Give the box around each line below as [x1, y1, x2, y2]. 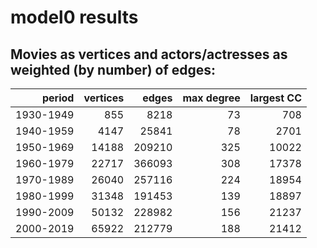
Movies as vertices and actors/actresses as [10, 46, 288, 63]
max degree [182, 91, 241, 105]
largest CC [249, 91, 302, 105]
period [41, 91, 75, 105]
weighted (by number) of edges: [10, 61, 217, 78]
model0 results [10, 6, 139, 29]
